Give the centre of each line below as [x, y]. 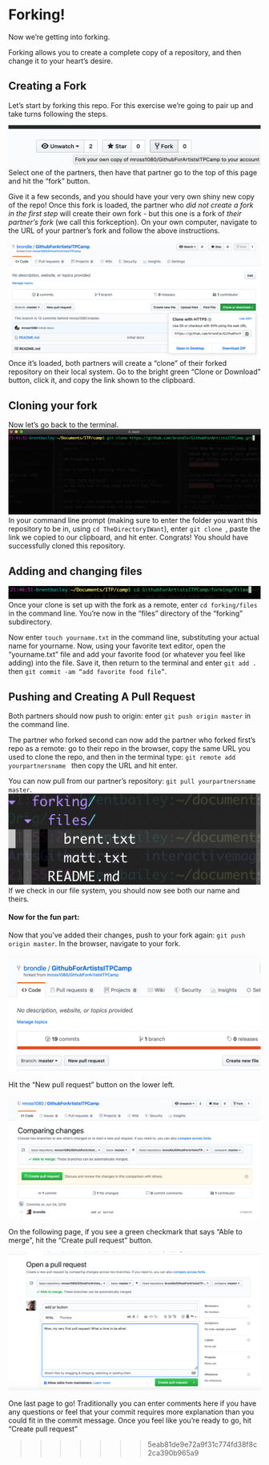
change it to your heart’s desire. [61, 61]
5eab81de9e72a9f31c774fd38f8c [203, 1445]
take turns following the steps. [58, 114]
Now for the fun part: [44, 917]
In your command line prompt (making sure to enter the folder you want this [133, 520]
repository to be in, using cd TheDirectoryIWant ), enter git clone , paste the [134, 529]
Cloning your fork [53, 405]
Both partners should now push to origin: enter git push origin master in [130, 716]
